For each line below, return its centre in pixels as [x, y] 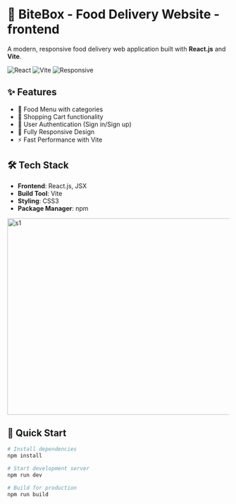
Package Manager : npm [53, 208]
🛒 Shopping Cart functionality [60, 116]
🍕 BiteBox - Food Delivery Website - [113, 14]
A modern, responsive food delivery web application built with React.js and [117, 49]
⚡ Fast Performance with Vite [60, 140]
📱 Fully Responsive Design [56, 131]
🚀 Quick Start [37, 433]
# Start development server [49, 469]
